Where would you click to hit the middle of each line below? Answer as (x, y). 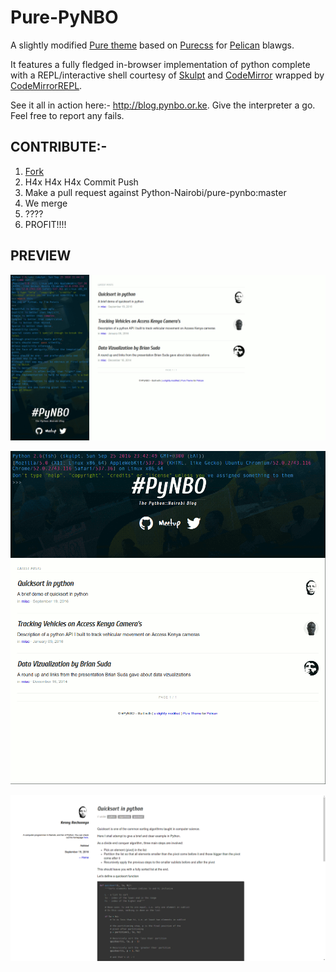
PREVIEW (41, 256)
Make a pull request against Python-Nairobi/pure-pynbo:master (155, 192)
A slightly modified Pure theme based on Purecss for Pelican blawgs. (152, 45)
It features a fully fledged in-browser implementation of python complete (160, 64)
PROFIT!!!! (45, 224)
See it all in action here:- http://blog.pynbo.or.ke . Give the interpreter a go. (163, 105)
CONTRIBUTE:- (59, 147)
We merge (46, 203)
